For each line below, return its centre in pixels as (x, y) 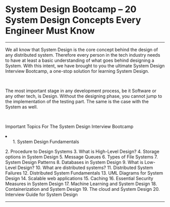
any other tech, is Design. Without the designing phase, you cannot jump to (84, 96)
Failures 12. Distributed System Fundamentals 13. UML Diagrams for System (84, 173)
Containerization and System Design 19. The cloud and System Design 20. (83, 189)
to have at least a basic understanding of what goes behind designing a (80, 60)
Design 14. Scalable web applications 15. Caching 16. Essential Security (79, 178)
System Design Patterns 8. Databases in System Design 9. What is (74, 162)
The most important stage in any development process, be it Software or (81, 91)
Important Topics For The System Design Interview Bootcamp (69, 126)
